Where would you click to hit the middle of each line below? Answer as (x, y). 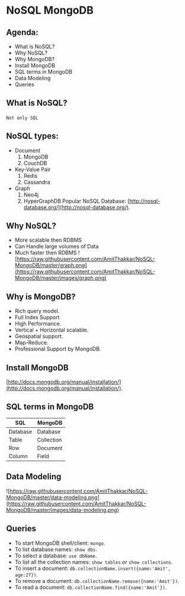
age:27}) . (26, 575)
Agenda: (22, 32)
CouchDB (35, 163)
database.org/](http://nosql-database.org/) (76, 207)
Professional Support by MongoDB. (58, 349)
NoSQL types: (33, 136)
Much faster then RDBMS (46, 253)
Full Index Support (37, 317)
